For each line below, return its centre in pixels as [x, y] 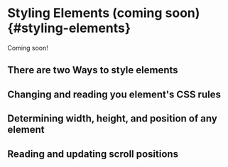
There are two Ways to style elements [93, 70]
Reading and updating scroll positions [93, 154]
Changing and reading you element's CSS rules [114, 94]
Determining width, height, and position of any [113, 119]
